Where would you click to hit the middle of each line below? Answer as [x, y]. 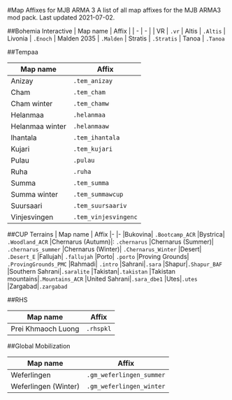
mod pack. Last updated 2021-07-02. [61, 17]
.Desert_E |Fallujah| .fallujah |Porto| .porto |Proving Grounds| [98, 257]
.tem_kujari [93, 149]
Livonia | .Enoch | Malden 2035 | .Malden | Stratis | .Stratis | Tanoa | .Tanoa [116, 38]
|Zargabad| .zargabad [37, 286]
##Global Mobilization [39, 346]
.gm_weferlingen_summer [126, 375]
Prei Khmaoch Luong [45, 329]
